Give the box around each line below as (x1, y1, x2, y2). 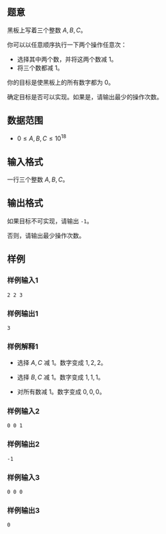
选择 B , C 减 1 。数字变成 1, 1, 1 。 (16, 373, 105, 381)
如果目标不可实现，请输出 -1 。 (7, 216, 94, 225)
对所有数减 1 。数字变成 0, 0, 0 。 (16, 387, 106, 396)
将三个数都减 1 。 (16, 64, 64, 72)
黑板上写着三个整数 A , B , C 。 (7, 26, 87, 34)
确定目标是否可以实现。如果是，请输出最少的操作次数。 (7, 92, 163, 101)
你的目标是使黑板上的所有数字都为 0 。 (7, 78, 115, 86)
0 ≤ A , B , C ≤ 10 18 (16, 133, 67, 142)
